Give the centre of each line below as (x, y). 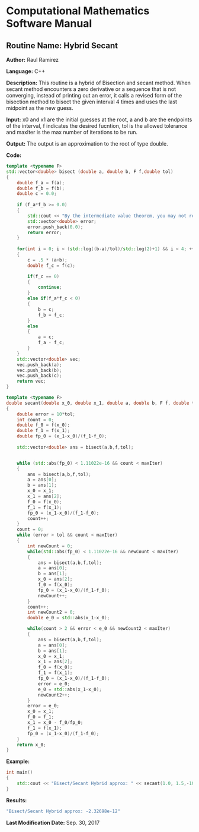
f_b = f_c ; (51, 315)
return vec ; (31, 382)
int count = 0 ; (36, 420)
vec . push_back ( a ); (39, 365)
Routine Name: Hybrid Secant (62, 45)
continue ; (50, 287)
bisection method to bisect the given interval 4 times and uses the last (92, 102)
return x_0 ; (31, 745)
